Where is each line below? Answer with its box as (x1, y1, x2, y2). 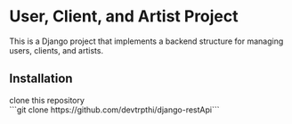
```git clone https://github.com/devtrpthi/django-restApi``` (9, 104, 220, 115)
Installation (9, 71, 73, 87)
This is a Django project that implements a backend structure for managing (9, 36, 284, 46)
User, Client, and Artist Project (9, 6, 239, 27)
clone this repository (9, 95, 85, 105)
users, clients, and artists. (9, 45, 104, 55)
